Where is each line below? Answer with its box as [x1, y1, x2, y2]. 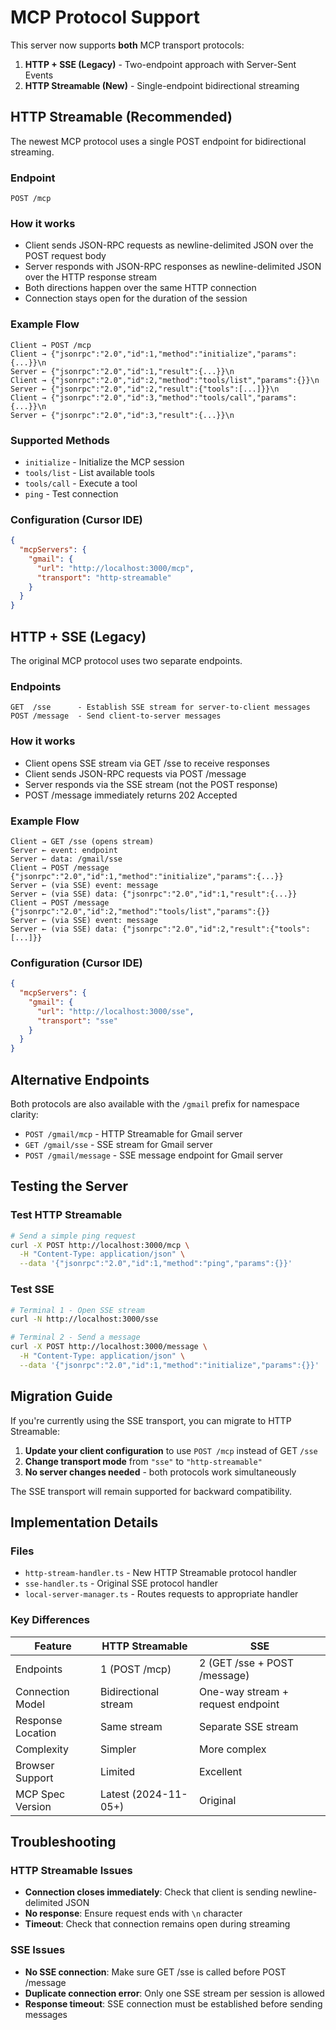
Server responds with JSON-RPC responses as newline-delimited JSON [24, 261, 322, 273]
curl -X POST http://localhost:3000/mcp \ [10, 1240, 190, 1250]
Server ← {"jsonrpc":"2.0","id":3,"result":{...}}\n [10, 410, 235, 420]
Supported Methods [10, 433, 111, 447]
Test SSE [10, 1282, 55, 1296]
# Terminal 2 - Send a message [10, 1332, 141, 1343]
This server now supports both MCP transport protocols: [10, 39, 245, 51]
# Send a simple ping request [10, 1231, 137, 1241]
